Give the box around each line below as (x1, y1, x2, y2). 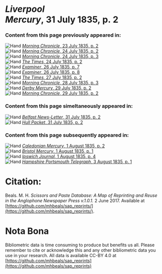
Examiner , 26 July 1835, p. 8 (22, 69, 80, 75)
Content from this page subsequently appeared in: (5, 131, 129, 138)
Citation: (5, 176, 41, 187)
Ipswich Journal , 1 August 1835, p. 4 (22, 154, 96, 160)
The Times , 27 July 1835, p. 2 (22, 74, 82, 80)
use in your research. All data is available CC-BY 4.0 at (5, 252, 117, 258)
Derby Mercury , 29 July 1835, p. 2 (22, 85, 91, 91)
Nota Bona (5, 225, 49, 237)
